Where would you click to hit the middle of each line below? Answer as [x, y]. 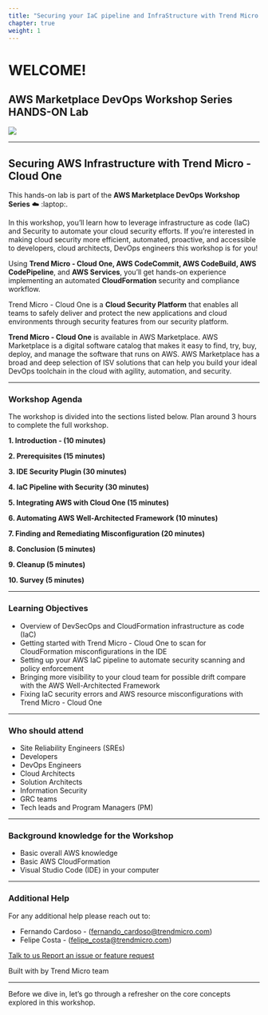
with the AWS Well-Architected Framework [90, 685]
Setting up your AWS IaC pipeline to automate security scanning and [132, 660]
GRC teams [38, 799]
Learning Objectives [49, 609]
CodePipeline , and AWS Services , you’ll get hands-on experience [117, 272]
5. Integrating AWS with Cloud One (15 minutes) [89, 503]
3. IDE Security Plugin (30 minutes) [68, 472]
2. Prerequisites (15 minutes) [57, 456]
